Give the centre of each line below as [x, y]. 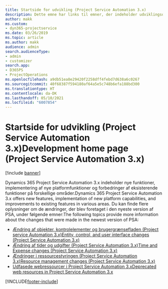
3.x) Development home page [67, 148]
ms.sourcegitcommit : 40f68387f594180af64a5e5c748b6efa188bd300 [72, 84]
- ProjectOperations [27, 75]
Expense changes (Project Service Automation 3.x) [65, 251]
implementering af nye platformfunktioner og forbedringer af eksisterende [81, 188]
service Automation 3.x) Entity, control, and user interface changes [81, 235]
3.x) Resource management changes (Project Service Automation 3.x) [84, 261]
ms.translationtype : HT [30, 89]
